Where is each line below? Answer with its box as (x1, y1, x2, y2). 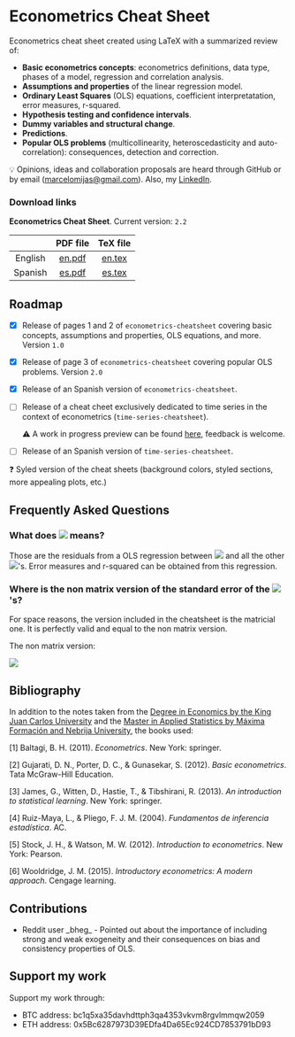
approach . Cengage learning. (9, 875, 117, 886)
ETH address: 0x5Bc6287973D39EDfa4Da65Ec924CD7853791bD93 (21, 1018, 271, 1029)
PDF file (56, 237, 90, 250)
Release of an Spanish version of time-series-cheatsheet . (21, 445, 234, 457)
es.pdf (58, 267, 87, 279)
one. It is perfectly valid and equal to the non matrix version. (9, 623, 228, 634)
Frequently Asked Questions (9, 502, 170, 517)
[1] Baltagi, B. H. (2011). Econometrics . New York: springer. (9, 742, 222, 754)
